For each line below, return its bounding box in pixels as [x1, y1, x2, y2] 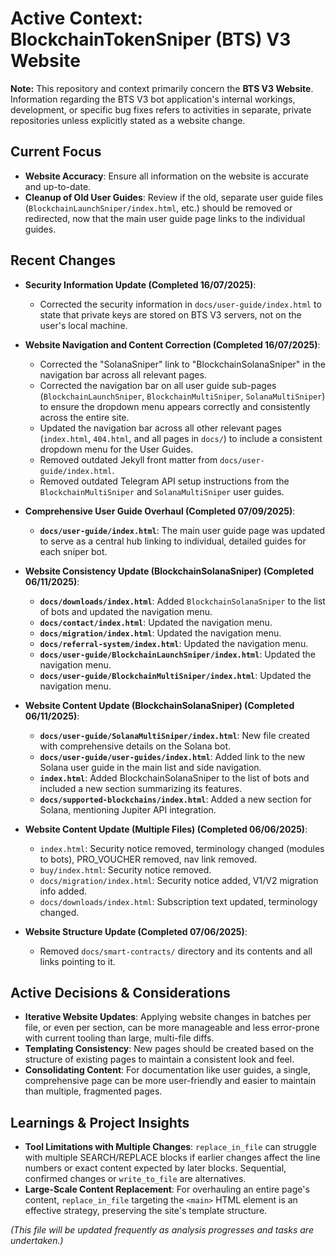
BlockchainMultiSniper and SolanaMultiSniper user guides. [39, 485, 285, 497]
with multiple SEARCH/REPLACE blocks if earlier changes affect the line [24, 1152, 321, 1164]
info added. [39, 885, 88, 897]
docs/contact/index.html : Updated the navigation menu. [39, 616, 273, 628]
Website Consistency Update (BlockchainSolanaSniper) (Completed [24, 565, 314, 577]
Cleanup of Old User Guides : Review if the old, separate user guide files [24, 191, 324, 203]
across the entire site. [39, 411, 130, 423]
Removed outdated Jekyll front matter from [39, 453, 218, 466]
